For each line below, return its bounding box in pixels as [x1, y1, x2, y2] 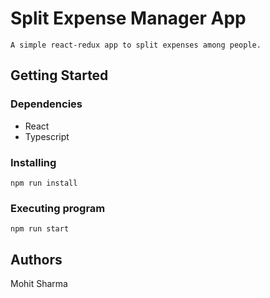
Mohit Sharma [10, 278, 68, 290]
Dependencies [10, 97, 83, 111]
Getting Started [10, 67, 109, 84]
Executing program [10, 201, 106, 215]
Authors [10, 251, 63, 268]
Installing [10, 155, 57, 169]
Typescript [24, 130, 70, 142]
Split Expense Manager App [10, 7, 247, 30]
